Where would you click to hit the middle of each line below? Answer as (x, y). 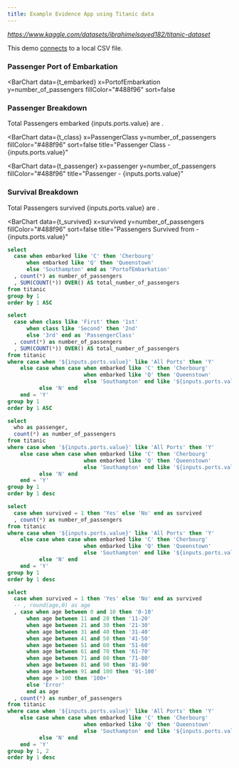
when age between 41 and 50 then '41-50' (89, 638)
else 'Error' (46, 685)
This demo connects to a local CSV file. (65, 48)
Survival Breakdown (43, 192)
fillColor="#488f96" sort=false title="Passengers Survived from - (103, 229)
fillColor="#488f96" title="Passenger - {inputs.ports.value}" (95, 174)
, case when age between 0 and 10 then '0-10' (84, 612)
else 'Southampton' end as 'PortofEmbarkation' (98, 270)
